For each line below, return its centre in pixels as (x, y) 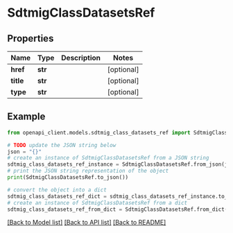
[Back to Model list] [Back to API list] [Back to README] (87, 223)
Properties (31, 38)
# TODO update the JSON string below (62, 145)
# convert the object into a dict (57, 190)
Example (26, 117)
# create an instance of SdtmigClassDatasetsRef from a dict (97, 202)
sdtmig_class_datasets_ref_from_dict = (65, 209)
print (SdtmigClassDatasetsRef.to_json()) (68, 178)
